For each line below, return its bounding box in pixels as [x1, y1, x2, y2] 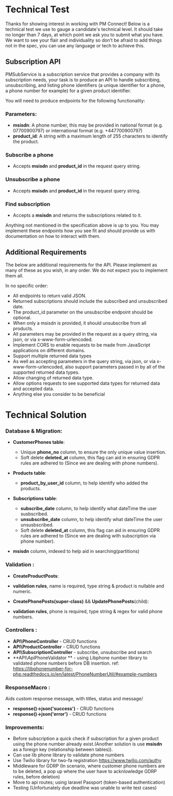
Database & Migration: [5, 427, 63, 435]
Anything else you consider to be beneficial [12, 391, 106, 397]
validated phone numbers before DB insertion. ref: [12, 660, 119, 666]
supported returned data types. [12, 369, 80, 375]
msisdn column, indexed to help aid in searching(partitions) [12, 548, 140, 555]
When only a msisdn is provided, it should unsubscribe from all [12, 320, 147, 326]
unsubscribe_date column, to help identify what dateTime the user [20, 516, 163, 523]
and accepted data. [12, 385, 55, 392]
